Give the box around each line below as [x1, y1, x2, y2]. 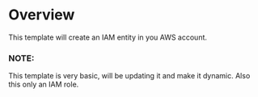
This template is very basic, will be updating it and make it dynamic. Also [8, 71, 251, 81]
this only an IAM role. [8, 79, 79, 90]
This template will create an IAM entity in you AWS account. [8, 32, 208, 42]
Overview [8, 6, 75, 24]
